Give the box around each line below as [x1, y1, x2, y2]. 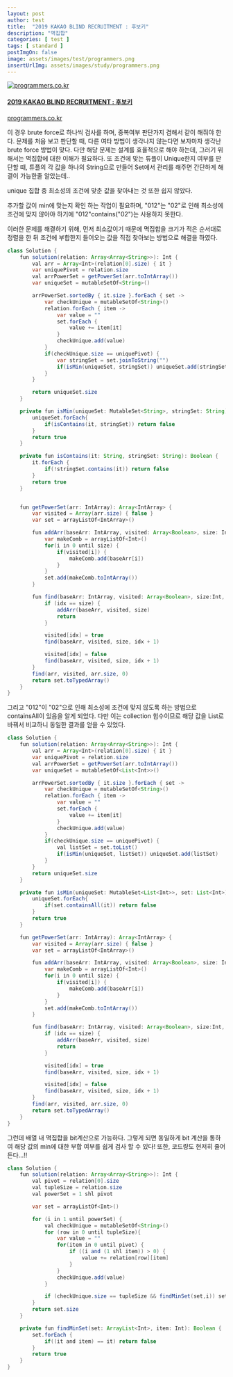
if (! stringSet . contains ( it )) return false [44, 465, 169, 473]
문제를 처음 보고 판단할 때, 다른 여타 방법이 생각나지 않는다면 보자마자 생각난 [16, 136, 222, 145]
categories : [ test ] [7, 36, 70, 43]
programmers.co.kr [7, 113, 62, 122]
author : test [7, 17, 45, 24]
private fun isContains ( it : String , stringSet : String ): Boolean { [19, 453, 218, 460]
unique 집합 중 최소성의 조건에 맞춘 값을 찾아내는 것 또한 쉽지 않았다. [7, 186, 193, 195]
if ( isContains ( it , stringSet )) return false [44, 420, 175, 428]
